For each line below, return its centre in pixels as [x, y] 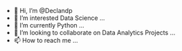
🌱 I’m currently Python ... [49, 25]
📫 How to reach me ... [46, 40]
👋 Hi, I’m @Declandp [43, 11]
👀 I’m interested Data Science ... [59, 18]
